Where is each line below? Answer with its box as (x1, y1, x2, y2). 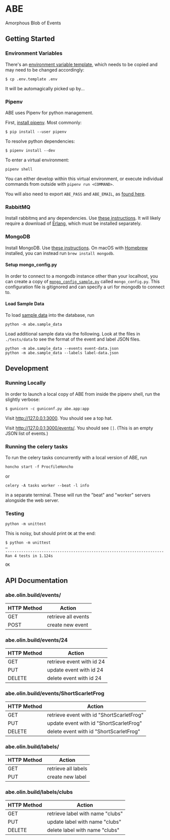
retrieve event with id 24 (47, 658, 105, 665)
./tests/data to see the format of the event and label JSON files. (5, 336, 141, 342)
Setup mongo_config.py (5, 262, 57, 268)
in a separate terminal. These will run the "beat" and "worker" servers (5, 492, 151, 498)
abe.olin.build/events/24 (5, 636, 68, 644)
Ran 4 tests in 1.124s (5, 554, 53, 559)
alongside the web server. (5, 497, 60, 503)
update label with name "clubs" (47, 818, 121, 825)
